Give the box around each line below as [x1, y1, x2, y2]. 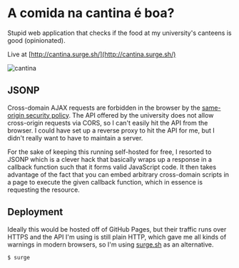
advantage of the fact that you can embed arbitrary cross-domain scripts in [7, 170, 230, 179]
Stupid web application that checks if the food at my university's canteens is [7, 29, 232, 37]
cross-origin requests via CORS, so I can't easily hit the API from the [7, 118, 208, 127]
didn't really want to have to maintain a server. [7, 133, 143, 142]
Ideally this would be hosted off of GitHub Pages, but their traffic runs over [7, 225, 227, 233]
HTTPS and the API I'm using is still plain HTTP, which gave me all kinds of [7, 232, 227, 241]
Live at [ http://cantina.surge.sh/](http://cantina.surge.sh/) [7, 50, 176, 58]
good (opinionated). [7, 36, 66, 44]
